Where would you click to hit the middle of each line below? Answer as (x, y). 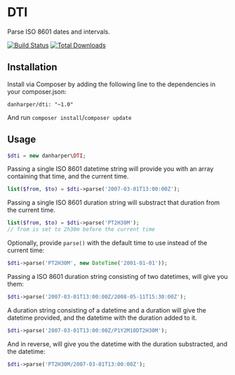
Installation (32, 67)
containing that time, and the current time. (68, 177)
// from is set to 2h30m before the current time (81, 230)
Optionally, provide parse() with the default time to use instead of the (107, 243)
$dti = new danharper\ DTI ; (47, 156)
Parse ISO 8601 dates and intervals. (59, 32)
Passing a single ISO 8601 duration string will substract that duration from (114, 203)
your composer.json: (37, 91)
